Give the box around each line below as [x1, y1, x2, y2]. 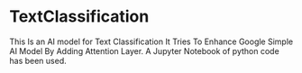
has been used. [9, 55, 68, 66]
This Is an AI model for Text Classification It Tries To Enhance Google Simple [9, 36, 294, 47]
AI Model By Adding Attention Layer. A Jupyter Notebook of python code [9, 45, 279, 56]
